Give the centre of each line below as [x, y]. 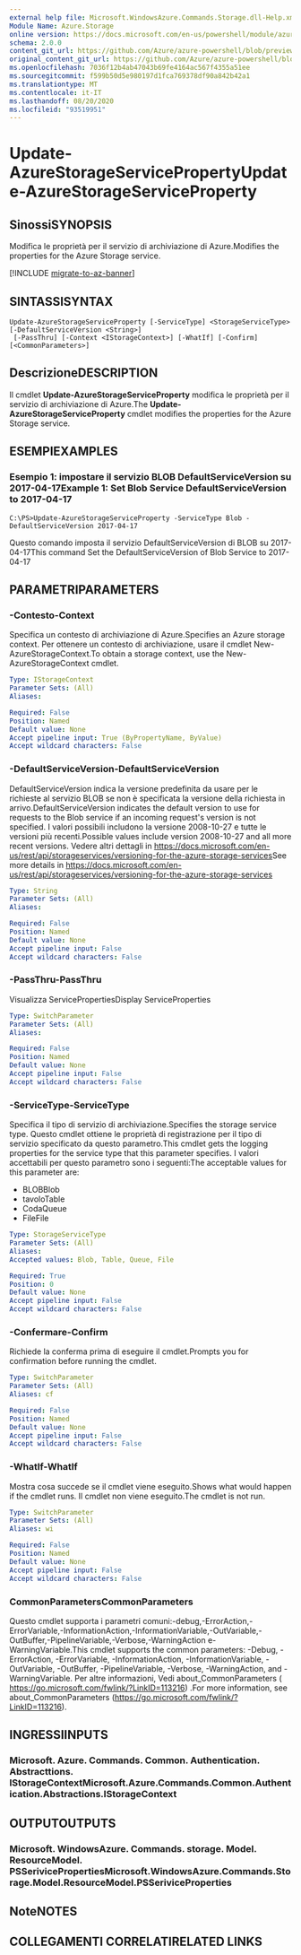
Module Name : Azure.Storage [62, 26]
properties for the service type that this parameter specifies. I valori [134, 1153]
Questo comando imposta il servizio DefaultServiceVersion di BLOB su [139, 543]
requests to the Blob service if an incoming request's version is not [133, 817]
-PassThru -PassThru [56, 980]
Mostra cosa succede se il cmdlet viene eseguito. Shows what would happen [150, 1486]
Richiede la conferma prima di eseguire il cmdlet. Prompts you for [129, 1351]
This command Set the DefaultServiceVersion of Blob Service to [148, 552]
